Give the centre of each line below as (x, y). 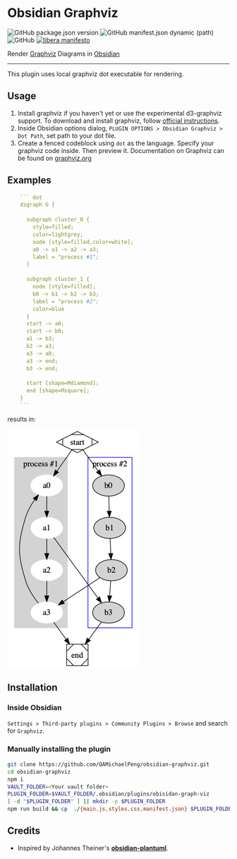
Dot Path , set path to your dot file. (67, 135)
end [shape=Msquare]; (58, 391)
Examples (29, 180)
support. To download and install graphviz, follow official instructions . (119, 121)
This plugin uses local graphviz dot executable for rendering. (96, 74)
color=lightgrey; (58, 234)
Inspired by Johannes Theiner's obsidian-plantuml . (93, 848)
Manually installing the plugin (59, 749)
